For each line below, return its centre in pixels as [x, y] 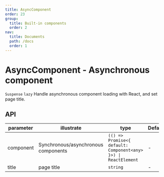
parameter [20, 128]
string [116, 167]
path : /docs [22, 41]
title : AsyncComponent [28, 10]
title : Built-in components [38, 23]
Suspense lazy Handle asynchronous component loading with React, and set [81, 94]
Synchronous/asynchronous [71, 145]
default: [118, 145]
